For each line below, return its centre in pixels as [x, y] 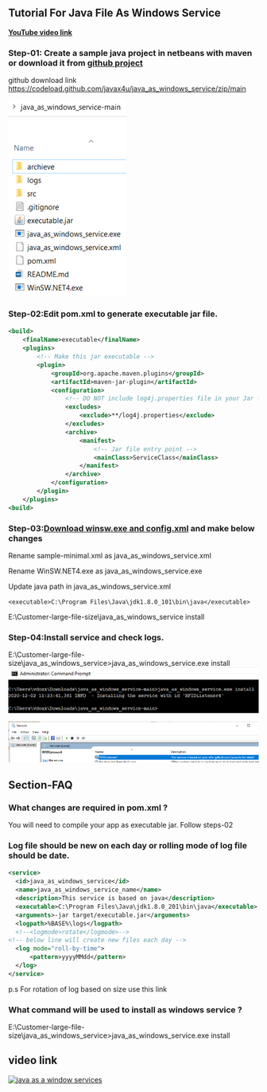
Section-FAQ [41, 785]
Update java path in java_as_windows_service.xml [90, 586]
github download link [43, 80]
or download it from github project [75, 63]
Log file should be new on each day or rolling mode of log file [128, 845]
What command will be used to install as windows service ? [125, 1009]
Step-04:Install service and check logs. [86, 637]
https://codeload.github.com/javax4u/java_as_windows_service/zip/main [127, 89]
